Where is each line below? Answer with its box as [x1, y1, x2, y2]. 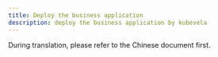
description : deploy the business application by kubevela [8, 19, 208, 27]
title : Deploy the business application [8, 11, 144, 20]
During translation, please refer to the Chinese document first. [8, 40, 212, 49]
